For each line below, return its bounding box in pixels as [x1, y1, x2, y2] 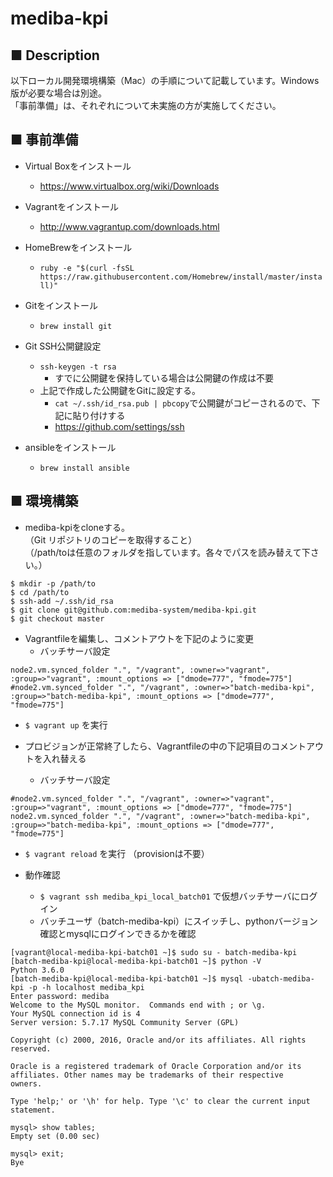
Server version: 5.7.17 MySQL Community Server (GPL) [10, 1017, 240, 1027]
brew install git [39, 321, 113, 331]
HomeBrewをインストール [24, 241, 133, 253]
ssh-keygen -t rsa [39, 362, 117, 372]
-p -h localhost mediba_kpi [28, 982, 145, 992]
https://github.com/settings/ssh [54, 420, 185, 432]
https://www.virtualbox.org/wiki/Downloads [39, 180, 220, 192]
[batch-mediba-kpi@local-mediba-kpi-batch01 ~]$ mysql [10, 973, 244, 984]
